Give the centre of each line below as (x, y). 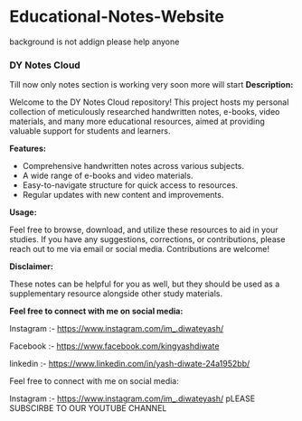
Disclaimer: (32, 267)
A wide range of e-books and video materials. (108, 176)
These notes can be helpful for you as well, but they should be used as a (145, 284)
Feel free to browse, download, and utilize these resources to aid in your (144, 230)
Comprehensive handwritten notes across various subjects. (133, 166)
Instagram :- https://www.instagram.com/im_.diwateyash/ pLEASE (132, 398)
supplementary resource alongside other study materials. (116, 294)
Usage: (24, 212)
